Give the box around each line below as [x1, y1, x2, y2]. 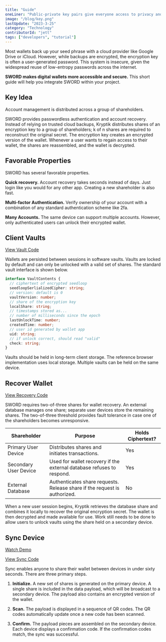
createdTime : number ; [9, 322, 54, 328]
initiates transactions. [49, 450, 99, 457]
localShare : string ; [9, 304, 52, 309]
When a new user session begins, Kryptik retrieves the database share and [5, 504, 158, 510]
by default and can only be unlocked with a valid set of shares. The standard [5, 261, 161, 267]
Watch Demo [5, 547, 32, 553]
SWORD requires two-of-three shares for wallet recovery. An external [5, 402, 147, 408]
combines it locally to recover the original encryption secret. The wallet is [5, 509, 155, 514]
